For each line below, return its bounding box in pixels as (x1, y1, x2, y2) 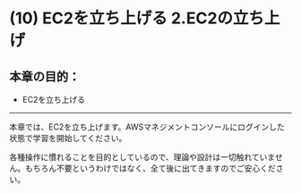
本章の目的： (9, 69, 81, 84)
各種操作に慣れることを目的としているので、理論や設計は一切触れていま (9, 152, 276, 162)
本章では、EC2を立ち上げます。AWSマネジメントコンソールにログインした (9, 122, 285, 132)
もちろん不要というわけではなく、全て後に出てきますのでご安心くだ (24, 163, 276, 173)
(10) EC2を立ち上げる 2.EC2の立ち (9, 8, 265, 29)
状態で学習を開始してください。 (9, 133, 127, 143)
